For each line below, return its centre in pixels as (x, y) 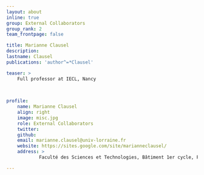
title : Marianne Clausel (38, 45)
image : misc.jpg (38, 118)
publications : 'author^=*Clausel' (50, 62)
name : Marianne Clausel (47, 107)
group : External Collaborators (46, 23)
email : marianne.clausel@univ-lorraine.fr (72, 140)
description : (23, 51)
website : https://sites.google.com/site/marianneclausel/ (92, 146)
